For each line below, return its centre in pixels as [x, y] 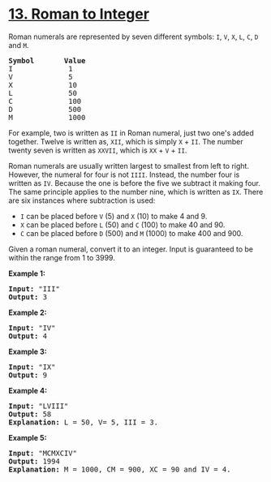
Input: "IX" [32, 367]
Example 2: [28, 312]
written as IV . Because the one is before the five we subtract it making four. [135, 183]
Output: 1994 [34, 461]
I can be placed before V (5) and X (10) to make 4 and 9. [114, 216]
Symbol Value [47, 60]
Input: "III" [34, 288]
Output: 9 [28, 375]
